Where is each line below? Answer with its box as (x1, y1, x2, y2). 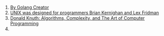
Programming (10, 20, 39, 26)
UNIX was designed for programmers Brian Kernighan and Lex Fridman (10, 10, 159, 16)
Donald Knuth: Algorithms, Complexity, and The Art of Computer (10, 15, 145, 21)
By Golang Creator (10, 5, 49, 10)
